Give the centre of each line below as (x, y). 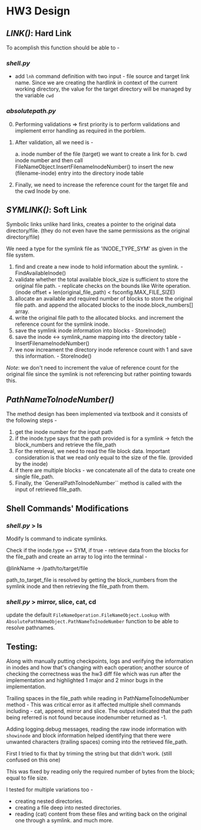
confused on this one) (34, 760)
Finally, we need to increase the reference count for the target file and (101, 185)
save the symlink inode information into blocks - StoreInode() (91, 331)
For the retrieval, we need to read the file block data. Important (92, 451)
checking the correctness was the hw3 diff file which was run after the (94, 674)
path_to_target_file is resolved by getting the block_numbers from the (92, 580)
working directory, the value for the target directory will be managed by (103, 89)
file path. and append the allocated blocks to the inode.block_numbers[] (104, 305)
